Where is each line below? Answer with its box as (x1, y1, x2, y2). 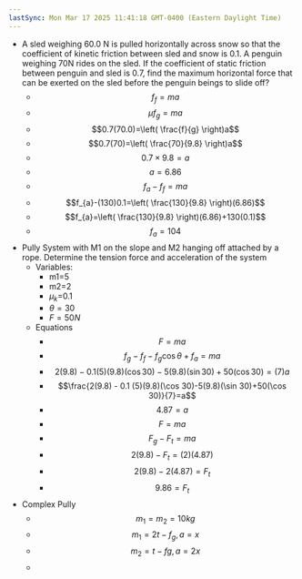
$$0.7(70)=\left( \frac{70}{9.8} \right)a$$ (88, 138, 243, 149)
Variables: (35, 261, 74, 272)
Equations (35, 321, 74, 332)
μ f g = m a (147, 107, 183, 121)
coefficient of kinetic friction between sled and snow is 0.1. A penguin (21, 47, 283, 59)
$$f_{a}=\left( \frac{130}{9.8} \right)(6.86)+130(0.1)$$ (65, 211, 267, 223)
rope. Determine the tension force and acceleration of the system (21, 251, 267, 262)
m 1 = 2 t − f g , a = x (131, 529, 200, 543)
